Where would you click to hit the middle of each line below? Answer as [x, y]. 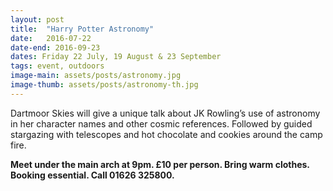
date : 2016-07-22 [51, 38]
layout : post [37, 19]
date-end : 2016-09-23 [55, 47]
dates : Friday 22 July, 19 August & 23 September [116, 57]
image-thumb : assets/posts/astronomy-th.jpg [104, 85]
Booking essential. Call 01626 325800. [92, 175]
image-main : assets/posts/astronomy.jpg [96, 76]
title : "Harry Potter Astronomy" [82, 29]
